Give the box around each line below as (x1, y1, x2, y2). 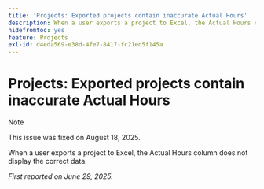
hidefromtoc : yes (8, 26, 65, 34)
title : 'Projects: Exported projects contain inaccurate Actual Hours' (8, 11, 247, 20)
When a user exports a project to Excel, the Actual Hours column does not (8, 148, 248, 157)
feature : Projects (8, 33, 68, 42)
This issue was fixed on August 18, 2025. (8, 133, 141, 143)
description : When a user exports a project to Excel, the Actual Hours (8, 19, 251, 27)
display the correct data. (8, 157, 88, 166)
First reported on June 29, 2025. (8, 172, 114, 181)
